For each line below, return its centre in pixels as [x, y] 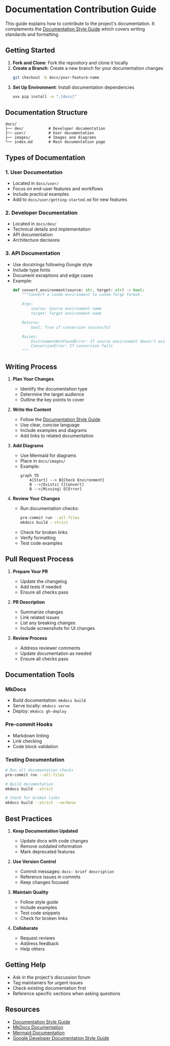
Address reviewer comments [50, 648]
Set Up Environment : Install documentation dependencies [73, 87]
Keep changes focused [44, 882]
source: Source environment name [66, 309]
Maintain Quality [30, 892]
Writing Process [31, 366]
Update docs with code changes [54, 840]
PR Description [29, 602]
